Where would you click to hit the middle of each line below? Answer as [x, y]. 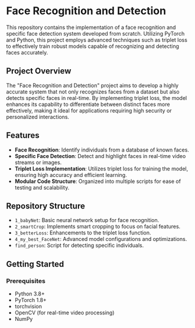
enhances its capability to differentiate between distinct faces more [88, 104]
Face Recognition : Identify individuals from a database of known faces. [102, 150]
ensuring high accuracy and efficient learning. [71, 175]
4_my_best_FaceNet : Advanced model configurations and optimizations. [101, 239]
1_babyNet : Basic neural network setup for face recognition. [87, 220]
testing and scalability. [42, 187]
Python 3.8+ [30, 294]
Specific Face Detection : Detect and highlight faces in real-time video [100, 156]
